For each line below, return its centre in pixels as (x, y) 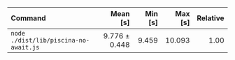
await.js (25, 47)
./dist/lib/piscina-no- (50, 40)
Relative (211, 18)
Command (29, 18)
